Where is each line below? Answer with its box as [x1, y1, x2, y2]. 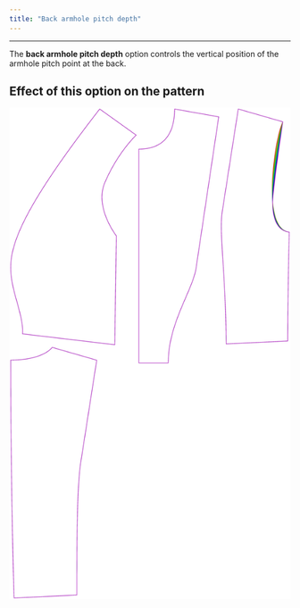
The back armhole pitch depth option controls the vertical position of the [9, 48, 279, 59]
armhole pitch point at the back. [9, 58, 127, 69]
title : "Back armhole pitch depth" [9, 14, 142, 23]
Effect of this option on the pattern [9, 84, 205, 99]
